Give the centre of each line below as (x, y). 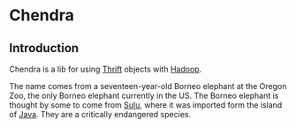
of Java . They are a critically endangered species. (100, 114)
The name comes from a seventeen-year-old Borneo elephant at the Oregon (148, 86)
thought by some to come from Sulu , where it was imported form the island (146, 105)
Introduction (44, 48)
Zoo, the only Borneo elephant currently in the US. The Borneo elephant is (144, 95)
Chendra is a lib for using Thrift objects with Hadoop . (106, 69)
